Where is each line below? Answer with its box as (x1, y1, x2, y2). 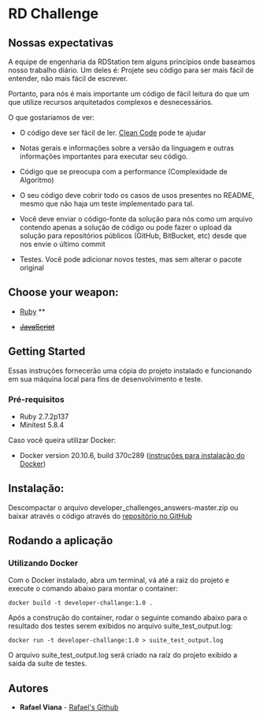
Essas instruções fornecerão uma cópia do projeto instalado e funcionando (8, 366, 252, 375)
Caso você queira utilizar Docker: (8, 435, 117, 445)
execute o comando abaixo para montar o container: (8, 584, 179, 594)
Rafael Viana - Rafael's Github (19, 702, 119, 712)
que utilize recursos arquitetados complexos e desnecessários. (8, 98, 213, 106)
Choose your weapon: (8, 285, 120, 300)
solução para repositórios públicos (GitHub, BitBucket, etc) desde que (19, 231, 247, 240)
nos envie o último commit (19, 240, 106, 248)
